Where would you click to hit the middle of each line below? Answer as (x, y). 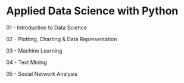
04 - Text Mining (26, 62)
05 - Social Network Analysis (42, 73)
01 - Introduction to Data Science (47, 27)
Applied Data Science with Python (92, 11)
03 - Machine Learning (34, 50)
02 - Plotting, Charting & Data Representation (62, 39)
